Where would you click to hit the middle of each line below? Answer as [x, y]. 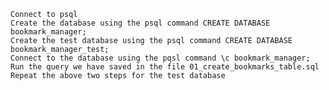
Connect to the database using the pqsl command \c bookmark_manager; [160, 58]
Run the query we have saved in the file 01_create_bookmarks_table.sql [165, 67]
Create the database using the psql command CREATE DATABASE [140, 23]
